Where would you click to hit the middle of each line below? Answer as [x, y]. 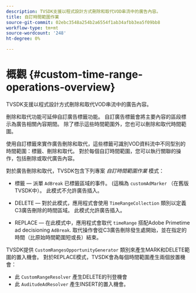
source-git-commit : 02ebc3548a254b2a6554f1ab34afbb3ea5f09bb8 [83, 22]
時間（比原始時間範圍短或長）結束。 [58, 237]
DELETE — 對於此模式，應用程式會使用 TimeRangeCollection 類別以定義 [100, 203]
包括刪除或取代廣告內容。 [47, 158]
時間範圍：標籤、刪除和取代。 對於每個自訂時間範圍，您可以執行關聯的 [91, 151]
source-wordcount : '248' [36, 33]
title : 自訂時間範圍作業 [33, 17]
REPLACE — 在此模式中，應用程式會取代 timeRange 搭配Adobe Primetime [102, 222]
